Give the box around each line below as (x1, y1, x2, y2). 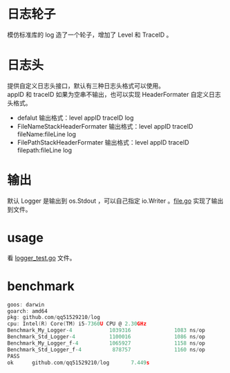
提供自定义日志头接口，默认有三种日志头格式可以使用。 (7, 81, 164, 90)
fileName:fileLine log (17, 129, 76, 138)
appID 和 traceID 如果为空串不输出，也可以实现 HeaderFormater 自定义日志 (7, 90, 221, 98)
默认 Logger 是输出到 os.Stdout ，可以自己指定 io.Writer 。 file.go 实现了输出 (7, 197, 224, 205)
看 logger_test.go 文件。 (7, 253, 76, 262)
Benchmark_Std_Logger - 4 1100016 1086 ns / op (7, 334, 206, 340)
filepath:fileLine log (17, 146, 73, 154)
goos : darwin (7, 301, 45, 308)
